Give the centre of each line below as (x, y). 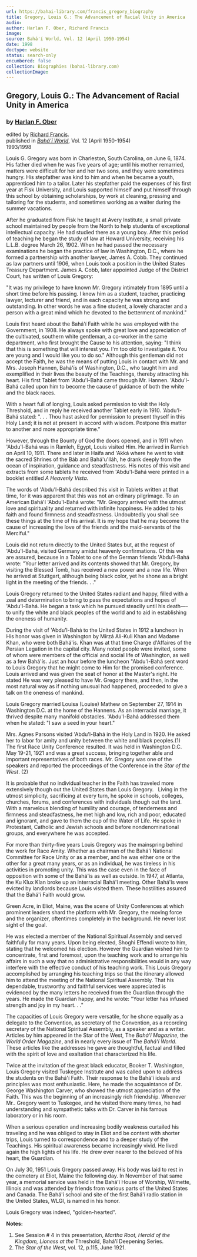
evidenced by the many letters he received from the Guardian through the (95, 992)
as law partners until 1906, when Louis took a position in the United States (96, 263)
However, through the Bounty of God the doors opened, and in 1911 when (95, 440)
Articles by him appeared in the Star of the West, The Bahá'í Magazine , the (97, 1035)
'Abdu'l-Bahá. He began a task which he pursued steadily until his (86, 606)
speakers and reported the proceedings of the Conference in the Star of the (98, 765)
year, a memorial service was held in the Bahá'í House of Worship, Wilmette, (98, 1182)
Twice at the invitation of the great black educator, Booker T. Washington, (95, 1065)
